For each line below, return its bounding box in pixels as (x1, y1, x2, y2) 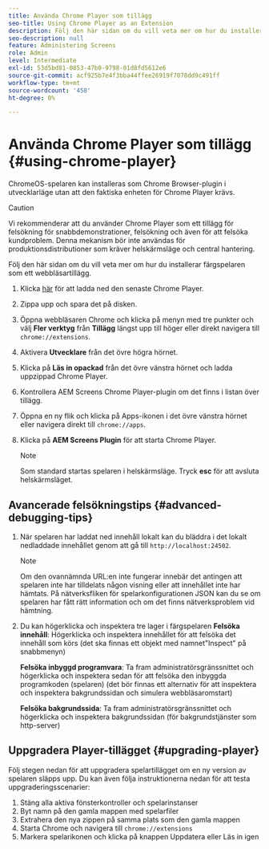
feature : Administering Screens (8, 42, 116, 50)
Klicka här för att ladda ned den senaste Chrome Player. (19, 284, 204, 294)
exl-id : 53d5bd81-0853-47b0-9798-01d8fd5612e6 (8, 64, 167, 72)
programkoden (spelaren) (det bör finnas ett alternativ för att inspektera (19, 680, 257, 689)
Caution (8, 203, 34, 213)
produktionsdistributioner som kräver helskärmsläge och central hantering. (8, 244, 255, 254)
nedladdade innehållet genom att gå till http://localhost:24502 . (19, 541, 231, 550)
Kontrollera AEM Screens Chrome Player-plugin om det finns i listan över (19, 387, 260, 397)
